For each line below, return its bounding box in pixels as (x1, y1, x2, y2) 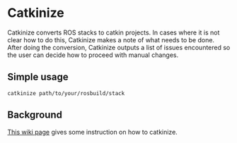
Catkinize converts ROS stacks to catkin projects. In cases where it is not (7, 28, 220, 37)
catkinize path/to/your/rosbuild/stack (7, 89, 125, 97)
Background (7, 109, 62, 121)
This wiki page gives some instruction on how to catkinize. (7, 128, 178, 136)
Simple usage (7, 71, 69, 83)
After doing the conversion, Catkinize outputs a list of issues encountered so (7, 43, 231, 51)
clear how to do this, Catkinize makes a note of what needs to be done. (7, 35, 214, 44)
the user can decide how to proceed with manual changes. (7, 51, 179, 59)
